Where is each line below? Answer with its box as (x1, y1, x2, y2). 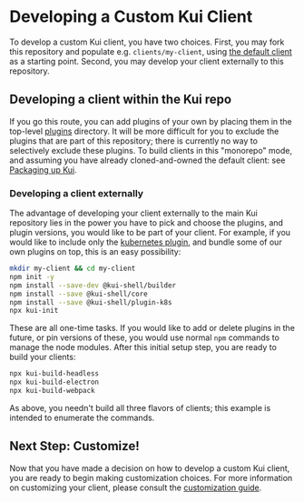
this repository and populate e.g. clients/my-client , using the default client (9, 45, 292, 56)
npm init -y (9, 272, 54, 281)
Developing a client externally (9, 186, 143, 199)
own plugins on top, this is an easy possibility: (9, 246, 181, 257)
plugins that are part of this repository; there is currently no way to (9, 135, 259, 146)
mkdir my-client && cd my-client (9, 264, 136, 274)
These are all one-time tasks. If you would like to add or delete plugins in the (9, 323, 295, 334)
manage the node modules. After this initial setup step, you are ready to (9, 342, 277, 353)
